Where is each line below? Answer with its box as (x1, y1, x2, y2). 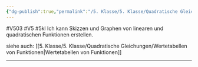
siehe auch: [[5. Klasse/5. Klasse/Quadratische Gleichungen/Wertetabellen (6, 42, 187, 49)
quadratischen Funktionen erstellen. (6, 31, 94, 38)
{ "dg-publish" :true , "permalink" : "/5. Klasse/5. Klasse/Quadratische (6, 8, 178, 15)
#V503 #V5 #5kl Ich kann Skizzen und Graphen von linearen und (6, 25, 164, 32)
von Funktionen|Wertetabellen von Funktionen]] (6, 48, 122, 56)
